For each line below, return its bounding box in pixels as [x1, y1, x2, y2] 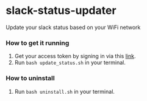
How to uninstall [5, 74, 56, 82]
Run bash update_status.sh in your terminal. [14, 59, 126, 67]
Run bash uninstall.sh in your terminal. [14, 88, 115, 95]
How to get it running [5, 39, 70, 47]
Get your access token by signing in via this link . [14, 53, 136, 60]
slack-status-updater [5, 4, 117, 18]
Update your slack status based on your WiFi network [5, 24, 141, 31]
